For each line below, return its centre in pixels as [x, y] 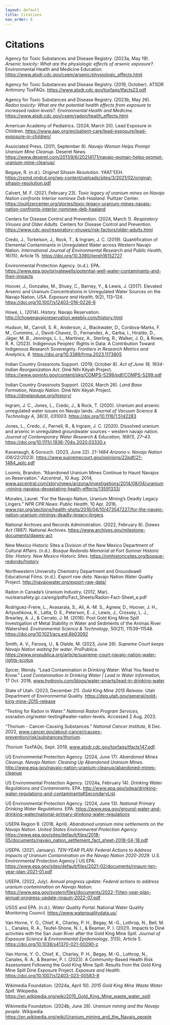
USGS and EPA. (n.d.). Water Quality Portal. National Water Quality [75, 908]
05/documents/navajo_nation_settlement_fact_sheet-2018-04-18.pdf [77, 840]
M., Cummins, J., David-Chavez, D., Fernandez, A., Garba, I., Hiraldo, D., [80, 333]
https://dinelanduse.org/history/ [38, 396]
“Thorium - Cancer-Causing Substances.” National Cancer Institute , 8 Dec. [83, 727]
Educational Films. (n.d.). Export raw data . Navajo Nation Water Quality [79, 577]
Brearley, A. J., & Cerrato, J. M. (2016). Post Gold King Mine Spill [72, 618]
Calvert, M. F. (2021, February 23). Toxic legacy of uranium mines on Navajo [85, 193]
